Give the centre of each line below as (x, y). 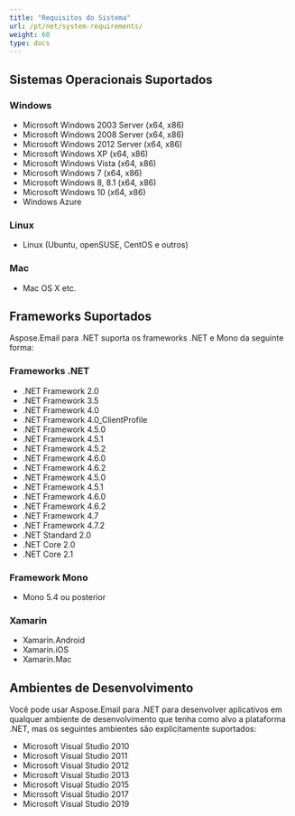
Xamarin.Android (54, 640)
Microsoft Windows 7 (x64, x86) (82, 173)
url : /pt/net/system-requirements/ (76, 26)
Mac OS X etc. (49, 288)
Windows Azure (52, 202)
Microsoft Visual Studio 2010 (76, 746)
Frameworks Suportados (80, 316)
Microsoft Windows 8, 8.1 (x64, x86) (89, 183)
